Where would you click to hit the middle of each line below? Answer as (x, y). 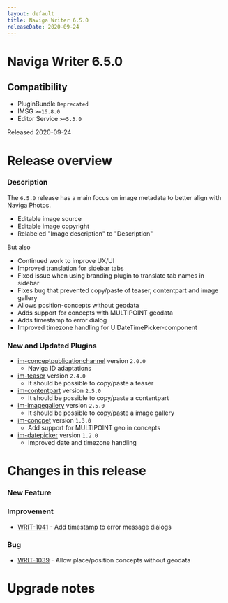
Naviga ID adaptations (60, 369)
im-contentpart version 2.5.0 (59, 391)
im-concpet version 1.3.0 (54, 420)
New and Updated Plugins (52, 346)
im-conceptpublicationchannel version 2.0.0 (82, 361)
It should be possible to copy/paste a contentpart (98, 398)
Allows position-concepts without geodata (78, 305)
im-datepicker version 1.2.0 (58, 435)
